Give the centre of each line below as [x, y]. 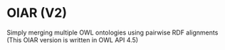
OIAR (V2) [37, 13]
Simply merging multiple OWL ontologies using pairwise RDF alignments [112, 32]
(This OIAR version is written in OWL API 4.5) [73, 39]
